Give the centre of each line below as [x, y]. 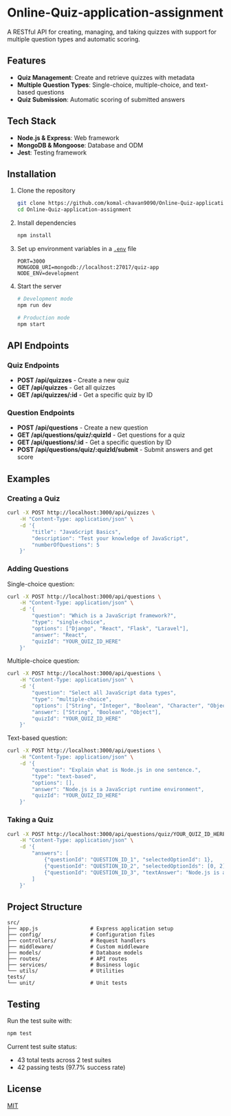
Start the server [39, 286]
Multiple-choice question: [44, 661]
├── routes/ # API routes [67, 959]
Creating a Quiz [34, 498]
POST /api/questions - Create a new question [82, 428]
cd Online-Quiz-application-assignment [74, 210]
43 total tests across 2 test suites [64, 1059]
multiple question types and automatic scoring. [74, 39]
